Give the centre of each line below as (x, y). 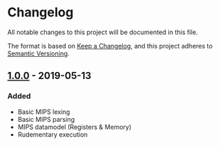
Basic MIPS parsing (46, 119)
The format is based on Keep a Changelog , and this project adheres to (110, 46)
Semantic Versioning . (38, 53)
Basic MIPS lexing (44, 112)
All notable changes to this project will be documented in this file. (103, 32)
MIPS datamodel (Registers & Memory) (75, 127)
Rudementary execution (53, 134)
